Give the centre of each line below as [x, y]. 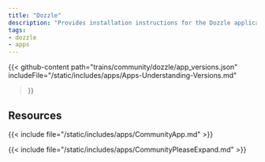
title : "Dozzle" [35, 15]
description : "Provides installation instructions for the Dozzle [119, 23]
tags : [17, 30]
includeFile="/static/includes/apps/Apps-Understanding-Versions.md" [123, 75]
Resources [35, 115]
